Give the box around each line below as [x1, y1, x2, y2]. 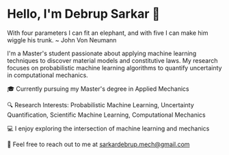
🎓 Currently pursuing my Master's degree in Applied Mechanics [7, 85, 189, 93]
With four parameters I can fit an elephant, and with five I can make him [7, 29, 208, 37]
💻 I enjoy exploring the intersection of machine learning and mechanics [7, 124, 210, 132]
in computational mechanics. [7, 71, 89, 79]
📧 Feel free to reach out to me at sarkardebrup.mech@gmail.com [7, 140, 190, 148]
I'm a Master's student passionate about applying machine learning [7, 49, 197, 57]
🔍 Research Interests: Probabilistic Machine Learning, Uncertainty [7, 100, 195, 109]
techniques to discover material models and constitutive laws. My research [7, 56, 218, 64]
